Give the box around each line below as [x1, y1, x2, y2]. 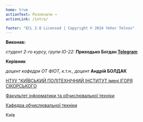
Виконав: [5, 39, 26, 45]
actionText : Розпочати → [5, 12, 57, 17]
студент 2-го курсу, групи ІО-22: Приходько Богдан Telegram [5, 49, 138, 55]
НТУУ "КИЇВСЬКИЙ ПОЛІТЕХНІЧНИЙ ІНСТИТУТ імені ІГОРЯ [5, 78, 133, 84]
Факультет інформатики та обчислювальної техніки [5, 93, 115, 99]
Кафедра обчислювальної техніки [5, 103, 77, 109]
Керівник [5, 58, 26, 65]
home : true [5, 7, 28, 12]
